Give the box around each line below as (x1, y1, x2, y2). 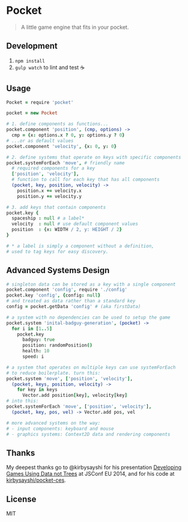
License (6, 494, 37, 504)
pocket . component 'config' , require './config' (6, 287, 128, 293)
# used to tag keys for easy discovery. (6, 248, 109, 254)
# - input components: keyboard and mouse (6, 425, 114, 432)
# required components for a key (11, 165, 96, 171)
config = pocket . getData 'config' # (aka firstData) (6, 304, 141, 310)
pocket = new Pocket (6, 110, 58, 116)
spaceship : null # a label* (11, 215, 85, 221)
